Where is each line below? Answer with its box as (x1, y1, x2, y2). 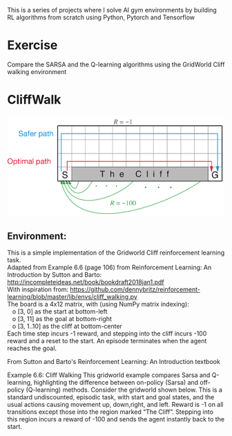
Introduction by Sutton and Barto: (7, 271, 102, 279)
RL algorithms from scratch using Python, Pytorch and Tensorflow (7, 13, 195, 21)
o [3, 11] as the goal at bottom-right (12, 315, 113, 323)
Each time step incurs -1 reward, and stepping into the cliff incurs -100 (7, 329, 207, 338)
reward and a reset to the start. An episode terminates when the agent (7, 337, 207, 345)
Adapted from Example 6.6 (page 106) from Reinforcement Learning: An (7, 263, 212, 272)
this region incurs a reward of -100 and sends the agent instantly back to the (7, 415, 225, 424)
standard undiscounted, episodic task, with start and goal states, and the (7, 393, 215, 401)
